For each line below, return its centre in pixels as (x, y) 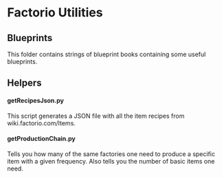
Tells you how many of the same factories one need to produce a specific (111, 154)
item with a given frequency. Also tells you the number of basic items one (111, 161)
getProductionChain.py (41, 139)
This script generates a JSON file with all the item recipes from (96, 116)
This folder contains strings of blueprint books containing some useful (107, 54)
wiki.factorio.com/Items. (41, 123)
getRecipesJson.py (35, 100)
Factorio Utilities (55, 13)
